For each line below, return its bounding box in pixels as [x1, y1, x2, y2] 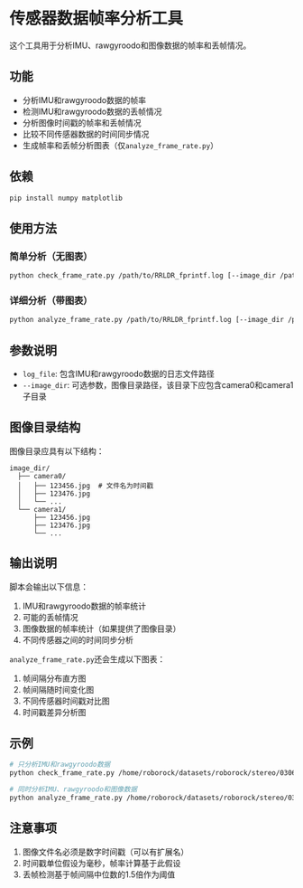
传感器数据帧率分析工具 [9, 8, 184, 29]
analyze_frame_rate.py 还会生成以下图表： [9, 653, 166, 665]
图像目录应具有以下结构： [9, 445, 105, 457]
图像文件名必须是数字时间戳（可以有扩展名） [22, 846, 189, 857]
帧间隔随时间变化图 [22, 684, 95, 694]
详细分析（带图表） [9, 294, 93, 307]
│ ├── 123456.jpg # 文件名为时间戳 [17, 481, 154, 490]
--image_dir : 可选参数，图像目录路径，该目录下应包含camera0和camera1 [22, 379, 294, 390]
